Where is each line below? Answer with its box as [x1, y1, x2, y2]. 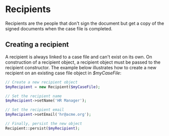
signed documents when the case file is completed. [5, 25, 112, 31]
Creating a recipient [5, 40, 69, 49]
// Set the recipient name [5, 94, 62, 99]
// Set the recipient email [5, 107, 65, 112]
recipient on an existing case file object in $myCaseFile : [5, 70, 122, 76]
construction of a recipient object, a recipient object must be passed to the [5, 59, 160, 65]
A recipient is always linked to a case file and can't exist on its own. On [5, 54, 152, 60]
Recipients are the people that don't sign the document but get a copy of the [5, 20, 164, 26]
